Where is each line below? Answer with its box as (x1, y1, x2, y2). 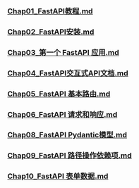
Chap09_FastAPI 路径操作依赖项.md (7, 151, 132, 161)
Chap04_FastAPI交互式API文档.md (7, 68, 128, 78)
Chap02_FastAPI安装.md (7, 27, 95, 37)
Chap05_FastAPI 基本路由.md (7, 89, 111, 99)
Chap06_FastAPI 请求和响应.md (7, 109, 118, 119)
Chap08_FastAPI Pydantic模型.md (7, 130, 128, 140)
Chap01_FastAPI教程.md (7, 6, 93, 15)
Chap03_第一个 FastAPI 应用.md (7, 47, 120, 57)
